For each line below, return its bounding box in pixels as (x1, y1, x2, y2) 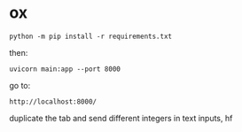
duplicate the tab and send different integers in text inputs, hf (9, 113, 233, 123)
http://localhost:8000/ (9, 97, 98, 106)
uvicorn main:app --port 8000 (9, 65, 121, 74)
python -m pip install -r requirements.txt (9, 32, 173, 41)
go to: (9, 80, 31, 90)
